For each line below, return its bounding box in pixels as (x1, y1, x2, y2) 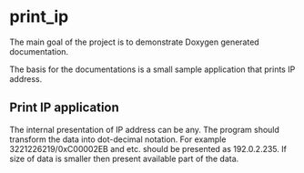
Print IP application (9, 100, 120, 116)
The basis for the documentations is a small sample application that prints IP (9, 64, 296, 75)
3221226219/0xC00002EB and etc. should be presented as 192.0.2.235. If (9, 143, 287, 154)
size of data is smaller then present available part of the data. (9, 153, 239, 164)
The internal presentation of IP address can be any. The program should (9, 124, 280, 135)
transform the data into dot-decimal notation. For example (9, 134, 227, 145)
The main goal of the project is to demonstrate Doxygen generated (9, 36, 259, 47)
